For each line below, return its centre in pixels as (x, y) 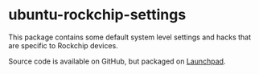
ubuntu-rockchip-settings (97, 15)
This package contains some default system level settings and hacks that (130, 37)
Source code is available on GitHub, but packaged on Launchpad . (117, 61)
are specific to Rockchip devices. (63, 45)
